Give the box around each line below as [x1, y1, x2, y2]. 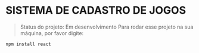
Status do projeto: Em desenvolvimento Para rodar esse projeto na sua [20, 23, 194, 30]
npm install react [5, 41, 51, 47]
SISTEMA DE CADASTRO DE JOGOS [5, 4, 186, 17]
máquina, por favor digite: [20, 29, 84, 36]
